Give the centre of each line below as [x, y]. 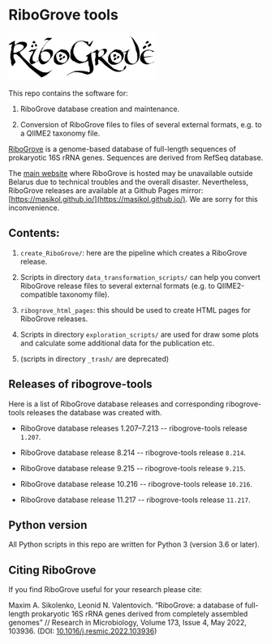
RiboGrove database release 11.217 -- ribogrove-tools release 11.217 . [135, 500]
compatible [39, 294]
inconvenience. [34, 208]
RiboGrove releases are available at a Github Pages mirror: [106, 190]
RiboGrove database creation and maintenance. [100, 109]
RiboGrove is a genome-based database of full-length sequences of [123, 148]
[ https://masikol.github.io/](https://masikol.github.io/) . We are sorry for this [133, 199]
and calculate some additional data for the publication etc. [117, 343]
